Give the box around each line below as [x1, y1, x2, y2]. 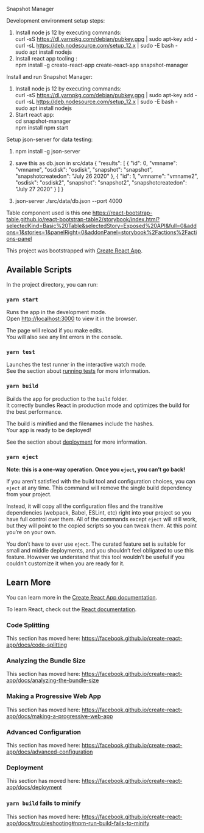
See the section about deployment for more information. [6, 438, 147, 446]
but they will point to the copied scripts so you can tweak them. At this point [6, 522, 197, 529]
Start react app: [15, 111, 55, 118]
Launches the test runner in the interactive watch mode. [6, 361, 147, 369]
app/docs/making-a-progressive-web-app [6, 712, 113, 720]
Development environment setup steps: [6, 17, 105, 24]
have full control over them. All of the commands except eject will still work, [6, 516, 197, 523]
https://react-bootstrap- [92, 209, 153, 216]
